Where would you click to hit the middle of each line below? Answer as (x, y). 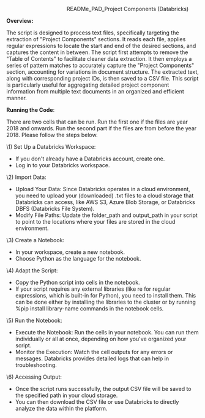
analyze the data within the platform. (61, 408)
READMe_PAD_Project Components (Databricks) (128, 9)
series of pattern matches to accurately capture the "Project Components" (100, 65)
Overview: (20, 21)
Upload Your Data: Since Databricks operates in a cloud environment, (103, 189)
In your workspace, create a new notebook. (70, 252)
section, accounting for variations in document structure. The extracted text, (102, 72)
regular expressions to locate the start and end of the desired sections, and (101, 46)
